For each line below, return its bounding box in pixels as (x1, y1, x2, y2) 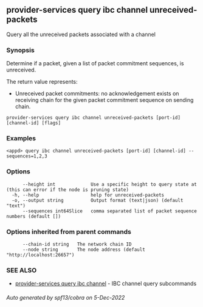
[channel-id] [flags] (6, 120, 61, 126)
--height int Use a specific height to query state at (22, 181, 198, 187)
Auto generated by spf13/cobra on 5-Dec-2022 (6, 294, 125, 301)
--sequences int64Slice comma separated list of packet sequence (22, 208, 198, 214)
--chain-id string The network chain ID (22, 241, 132, 247)
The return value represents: (6, 78, 78, 85)
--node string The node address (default (22, 247, 146, 253)
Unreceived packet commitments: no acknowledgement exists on (15, 90, 179, 97)
